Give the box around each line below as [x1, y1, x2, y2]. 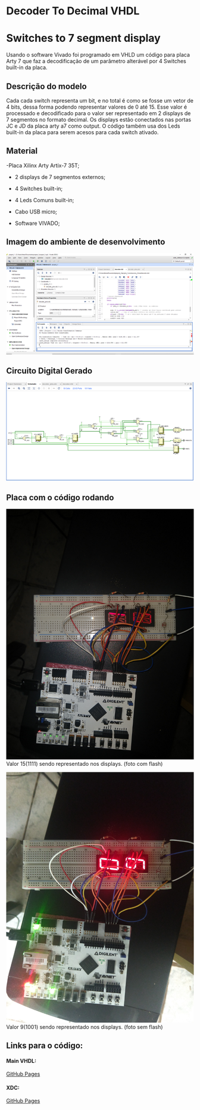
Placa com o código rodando [6, 493, 114, 503]
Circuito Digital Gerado [6, 366, 93, 376]
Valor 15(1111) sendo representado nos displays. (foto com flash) [6, 760, 163, 767]
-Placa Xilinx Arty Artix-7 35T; [6, 162, 80, 169]
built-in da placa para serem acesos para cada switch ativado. [6, 128, 159, 135]
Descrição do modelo [6, 81, 87, 91]
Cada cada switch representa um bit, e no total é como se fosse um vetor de [6, 97, 193, 104]
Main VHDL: [6, 1057, 37, 1064]
